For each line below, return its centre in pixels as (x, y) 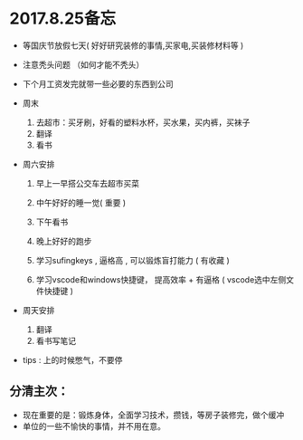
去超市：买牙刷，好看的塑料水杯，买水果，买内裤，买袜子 (143, 122)
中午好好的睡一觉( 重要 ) (81, 202)
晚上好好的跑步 (64, 241)
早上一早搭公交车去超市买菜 (88, 183)
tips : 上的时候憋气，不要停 (72, 359)
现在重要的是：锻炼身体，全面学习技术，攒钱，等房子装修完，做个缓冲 (153, 415)
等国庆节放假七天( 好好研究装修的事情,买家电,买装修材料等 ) (133, 45)
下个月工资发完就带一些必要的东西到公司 (98, 83)
